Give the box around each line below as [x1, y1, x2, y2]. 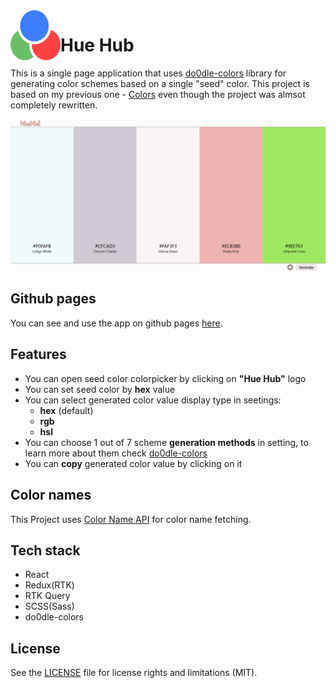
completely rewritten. [10, 99, 98, 111]
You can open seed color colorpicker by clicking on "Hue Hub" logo [24, 372, 307, 384]
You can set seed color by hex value [24, 383, 176, 395]
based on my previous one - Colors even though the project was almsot [10, 88, 306, 100]
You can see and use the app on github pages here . [10, 317, 223, 329]
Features [10, 346, 67, 363]
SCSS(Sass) [24, 600, 75, 613]
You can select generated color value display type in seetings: [24, 394, 282, 406]
